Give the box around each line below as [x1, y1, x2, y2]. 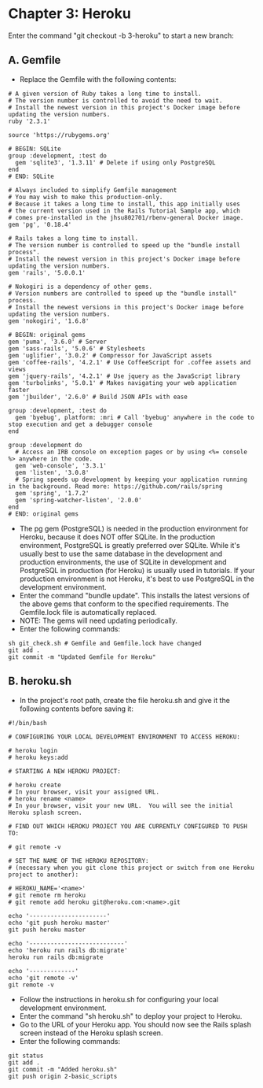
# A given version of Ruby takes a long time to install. [8, 90, 202, 98]
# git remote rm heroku [8, 891, 86, 899]
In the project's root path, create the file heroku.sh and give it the [19, 695, 230, 705]
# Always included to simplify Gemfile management [8, 186, 177, 194]
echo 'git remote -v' [8, 974, 79, 982]
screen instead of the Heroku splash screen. [19, 1028, 163, 1038]
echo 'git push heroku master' [8, 919, 111, 927]
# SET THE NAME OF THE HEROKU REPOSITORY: [8, 857, 149, 864]
